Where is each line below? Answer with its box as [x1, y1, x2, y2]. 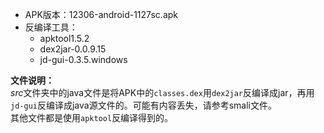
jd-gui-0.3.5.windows [39, 54, 128, 65]
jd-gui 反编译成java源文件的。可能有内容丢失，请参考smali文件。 [10, 99, 277, 111]
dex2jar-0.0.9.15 [39, 43, 107, 55]
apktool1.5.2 [39, 33, 90, 44]
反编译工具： [24, 21, 78, 33]
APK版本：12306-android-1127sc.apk [24, 9, 179, 20]
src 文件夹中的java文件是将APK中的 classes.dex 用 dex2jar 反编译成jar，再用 [10, 87, 315, 98]
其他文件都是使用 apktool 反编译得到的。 [10, 112, 174, 123]
